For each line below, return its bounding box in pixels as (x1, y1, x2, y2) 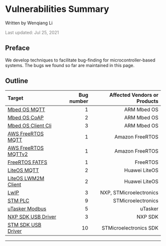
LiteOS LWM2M (7, 175, 44, 182)
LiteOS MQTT (7, 167, 39, 174)
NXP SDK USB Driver (7, 213, 56, 220)
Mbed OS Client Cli (7, 122, 52, 129)
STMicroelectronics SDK (101, 224, 159, 231)
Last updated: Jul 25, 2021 (5, 29, 59, 35)
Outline (5, 77, 28, 85)
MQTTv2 (7, 150, 28, 157)
